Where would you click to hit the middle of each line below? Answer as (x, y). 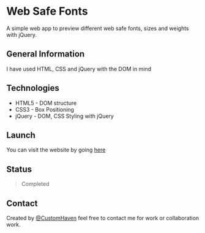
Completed (35, 184)
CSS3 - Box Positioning (45, 109)
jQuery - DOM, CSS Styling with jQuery (65, 116)
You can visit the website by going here (56, 150)
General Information (46, 54)
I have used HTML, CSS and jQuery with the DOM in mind (79, 69)
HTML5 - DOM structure (46, 103)
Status (19, 169)
